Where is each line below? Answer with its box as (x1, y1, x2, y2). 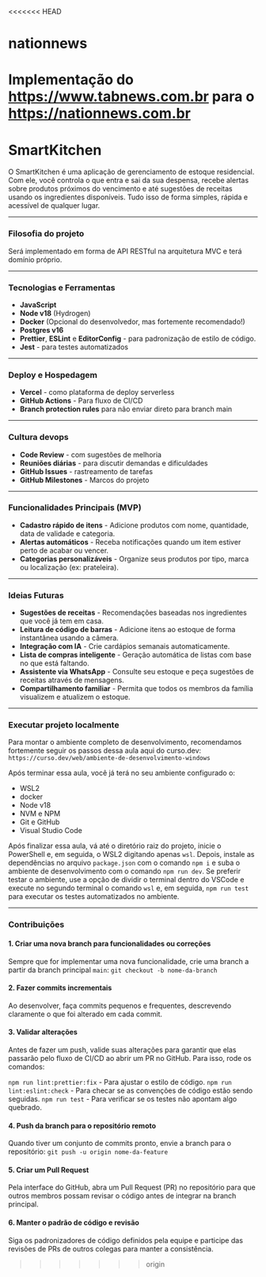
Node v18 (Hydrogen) (19, 308, 91, 318)
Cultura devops (8, 432, 69, 443)
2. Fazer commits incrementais (8, 983, 112, 993)
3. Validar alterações (8, 1028, 78, 1037)
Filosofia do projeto (8, 228, 85, 239)
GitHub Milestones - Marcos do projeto (19, 475, 150, 484)
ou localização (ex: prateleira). (19, 562, 119, 572)
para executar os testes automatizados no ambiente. (8, 892, 180, 901)
